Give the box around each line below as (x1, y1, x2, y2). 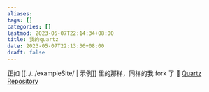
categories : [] (7, 23, 52, 30)
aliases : (7, 10, 33, 17)
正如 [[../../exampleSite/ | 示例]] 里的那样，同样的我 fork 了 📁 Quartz (7, 69, 202, 77)
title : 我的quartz (7, 36, 59, 43)
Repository (7, 77, 38, 85)
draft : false (7, 49, 45, 56)
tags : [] (7, 17, 33, 24)
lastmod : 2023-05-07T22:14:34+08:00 (7, 29, 114, 37)
